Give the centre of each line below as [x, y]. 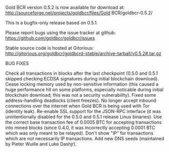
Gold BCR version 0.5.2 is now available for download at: [65, 7]
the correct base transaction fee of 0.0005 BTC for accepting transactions [84, 122]
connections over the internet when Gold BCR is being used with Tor [78, 106]
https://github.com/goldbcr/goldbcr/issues [50, 38]
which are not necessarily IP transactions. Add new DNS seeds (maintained [85, 138]
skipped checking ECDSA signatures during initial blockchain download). [82, 79]
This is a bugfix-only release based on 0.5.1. [52, 23]
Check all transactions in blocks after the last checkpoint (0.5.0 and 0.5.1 [81, 73]
